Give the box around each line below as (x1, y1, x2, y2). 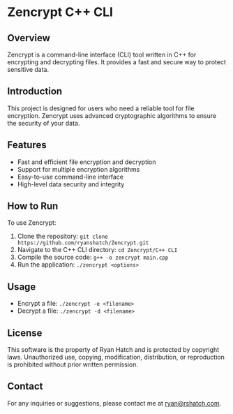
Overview (7, 32, 51, 44)
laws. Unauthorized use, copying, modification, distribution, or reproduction (7, 353, 225, 362)
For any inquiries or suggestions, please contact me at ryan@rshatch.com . (7, 399, 222, 407)
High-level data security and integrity (17, 179, 125, 188)
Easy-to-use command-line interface (17, 172, 124, 181)
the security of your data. (7, 119, 80, 127)
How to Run (7, 200, 59, 212)
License (7, 327, 43, 339)
